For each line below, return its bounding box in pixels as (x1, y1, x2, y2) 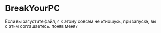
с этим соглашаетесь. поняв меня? (5, 23, 78, 29)
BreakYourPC (5, 3, 60, 14)
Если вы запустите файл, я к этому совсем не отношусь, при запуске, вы (5, 18, 156, 24)
